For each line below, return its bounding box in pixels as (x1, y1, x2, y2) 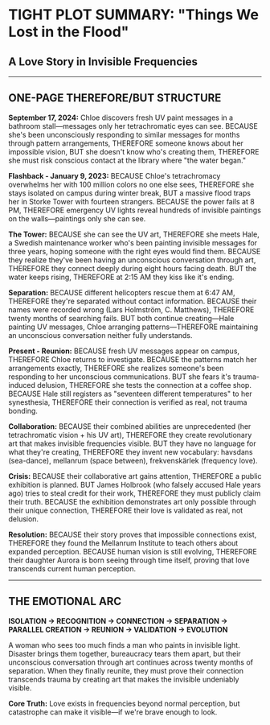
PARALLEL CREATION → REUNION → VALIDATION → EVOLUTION (8, 624, 228, 634)
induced (8, 380, 36, 389)
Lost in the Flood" (8, 23, 129, 41)
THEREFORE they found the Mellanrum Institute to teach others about (8, 538, 239, 548)
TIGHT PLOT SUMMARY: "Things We (8, 6, 260, 24)
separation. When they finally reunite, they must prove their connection (8, 665, 243, 675)
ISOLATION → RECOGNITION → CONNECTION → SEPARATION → (8, 616, 228, 625)
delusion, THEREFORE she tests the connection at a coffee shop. (37, 380, 252, 389)
